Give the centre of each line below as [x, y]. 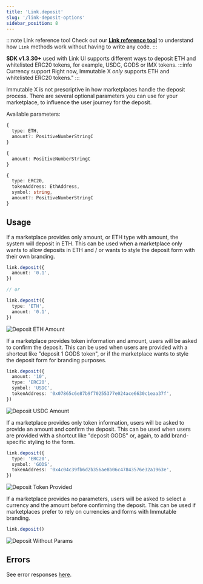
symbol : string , [32, 192]
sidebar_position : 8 [32, 23]
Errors [18, 560]
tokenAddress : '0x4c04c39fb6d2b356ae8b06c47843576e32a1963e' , [92, 470]
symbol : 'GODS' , [32, 464]
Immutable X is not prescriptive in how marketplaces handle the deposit [96, 90]
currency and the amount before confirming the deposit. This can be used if [101, 505]
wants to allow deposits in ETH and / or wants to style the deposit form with [101, 250]
